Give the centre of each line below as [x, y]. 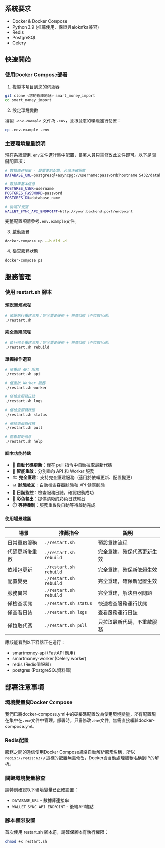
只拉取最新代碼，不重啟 [125, 622]
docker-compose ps [24, 260]
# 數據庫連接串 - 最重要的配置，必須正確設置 [45, 171]
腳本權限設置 [20, 820]
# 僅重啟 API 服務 [22, 370]
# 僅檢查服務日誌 [20, 397]
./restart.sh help [24, 442]
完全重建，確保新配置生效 [127, 581]
